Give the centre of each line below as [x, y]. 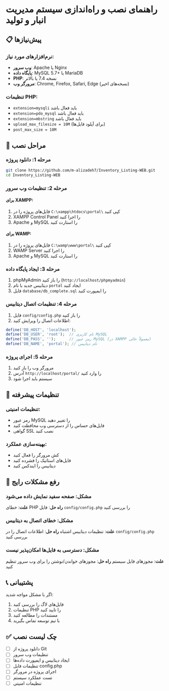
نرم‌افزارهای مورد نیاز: [30, 56]
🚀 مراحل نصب [26, 145]
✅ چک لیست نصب [31, 636]
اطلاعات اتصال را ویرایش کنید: [42, 320]
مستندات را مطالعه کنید [35, 615]
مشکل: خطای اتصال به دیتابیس [39, 520]
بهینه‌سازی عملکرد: [26, 444]
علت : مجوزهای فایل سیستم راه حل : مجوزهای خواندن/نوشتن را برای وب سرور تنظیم [85, 561]
